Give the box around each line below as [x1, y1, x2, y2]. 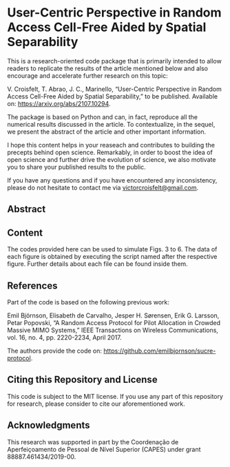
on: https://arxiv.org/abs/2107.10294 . [7, 99, 111, 107]
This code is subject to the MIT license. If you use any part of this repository [7, 392, 224, 400]
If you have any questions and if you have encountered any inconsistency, [7, 176, 218, 184]
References [7, 280, 58, 291]
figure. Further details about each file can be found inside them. [7, 260, 188, 268]
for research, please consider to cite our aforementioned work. [7, 399, 186, 408]
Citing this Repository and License [7, 374, 158, 386]
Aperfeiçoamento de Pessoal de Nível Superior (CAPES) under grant [7, 445, 201, 453]
